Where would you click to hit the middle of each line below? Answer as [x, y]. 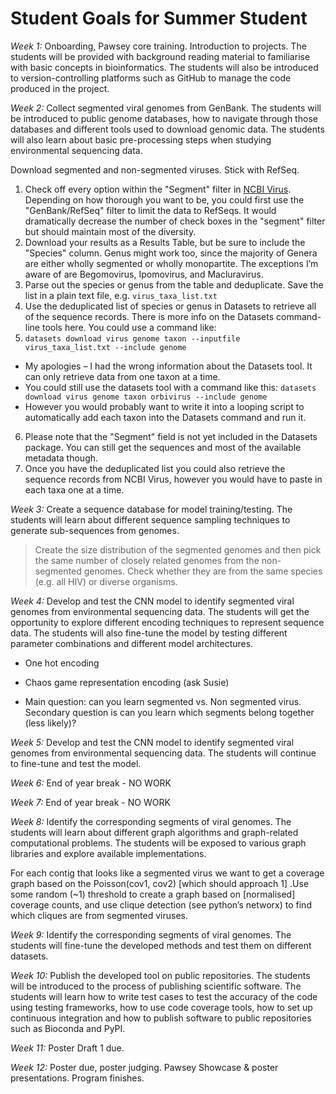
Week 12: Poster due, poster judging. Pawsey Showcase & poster [144, 1067]
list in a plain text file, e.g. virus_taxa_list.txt [121, 295]
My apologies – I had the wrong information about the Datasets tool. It [168, 366]
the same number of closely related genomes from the [147, 560]
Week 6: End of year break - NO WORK [91, 783]
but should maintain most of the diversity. [110, 231]
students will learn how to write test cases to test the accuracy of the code [164, 996]
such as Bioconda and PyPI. [68, 1028]
